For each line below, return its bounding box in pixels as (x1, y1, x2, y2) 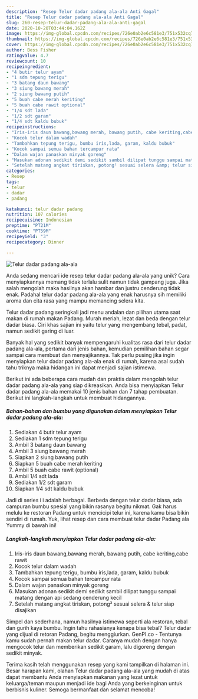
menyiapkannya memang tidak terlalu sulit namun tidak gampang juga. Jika (6, 278, 189, 285)
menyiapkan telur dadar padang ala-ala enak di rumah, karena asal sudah (6, 357, 184, 365)
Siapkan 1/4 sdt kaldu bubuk (14, 485, 84, 492)
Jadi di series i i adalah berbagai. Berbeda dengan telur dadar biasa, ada (6, 497, 182, 504)
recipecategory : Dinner (6, 239, 65, 245)
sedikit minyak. (6, 649, 43, 656)
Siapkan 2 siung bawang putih (14, 454, 88, 461)
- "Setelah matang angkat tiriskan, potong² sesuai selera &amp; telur (6, 162, 186, 168)
